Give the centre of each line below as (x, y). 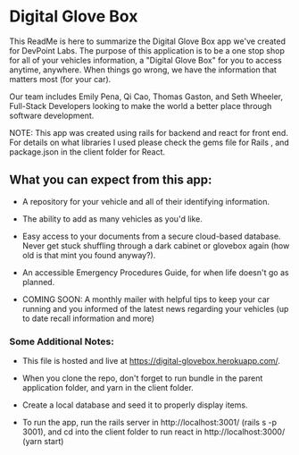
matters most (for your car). (60, 79)
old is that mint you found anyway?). (89, 255)
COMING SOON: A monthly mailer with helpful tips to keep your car (146, 299)
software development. (52, 115)
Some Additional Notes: (62, 341)
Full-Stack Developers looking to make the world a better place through (141, 105)
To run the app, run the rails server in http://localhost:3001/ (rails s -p (149, 423)
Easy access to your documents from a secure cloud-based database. (151, 236)
